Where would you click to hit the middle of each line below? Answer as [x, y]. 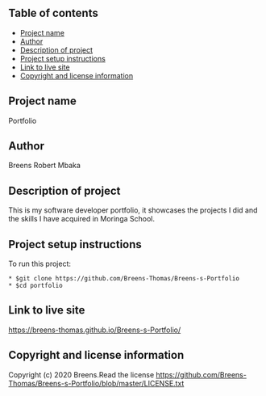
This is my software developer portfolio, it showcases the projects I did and [133, 210]
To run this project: [39, 264]
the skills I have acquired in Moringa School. [82, 219]
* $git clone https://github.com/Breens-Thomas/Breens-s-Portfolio [124, 279]
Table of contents [53, 13]
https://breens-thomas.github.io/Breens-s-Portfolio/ [95, 330]
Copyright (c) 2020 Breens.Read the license [81, 374]
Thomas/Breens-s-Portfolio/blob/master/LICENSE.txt [96, 383]
